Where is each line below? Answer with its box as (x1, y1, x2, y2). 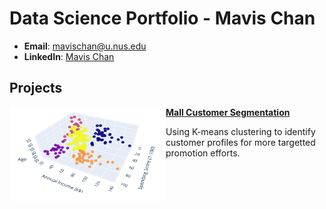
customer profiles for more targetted (165, 136, 316, 148)
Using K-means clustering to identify (165, 125, 316, 137)
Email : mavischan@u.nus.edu (23, 40, 147, 52)
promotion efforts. (165, 147, 241, 159)
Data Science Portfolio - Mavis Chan (9, 7, 316, 30)
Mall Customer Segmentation (165, 106, 291, 118)
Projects (9, 80, 63, 97)
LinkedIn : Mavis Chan (23, 50, 115, 62)
